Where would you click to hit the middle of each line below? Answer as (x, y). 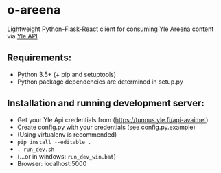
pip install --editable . (54, 142)
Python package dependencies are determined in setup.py (100, 82)
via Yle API (22, 36)
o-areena (34, 10)
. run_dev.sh (36, 150)
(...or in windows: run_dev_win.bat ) (67, 156)
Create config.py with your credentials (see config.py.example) (106, 127)
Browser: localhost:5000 (52, 163)
